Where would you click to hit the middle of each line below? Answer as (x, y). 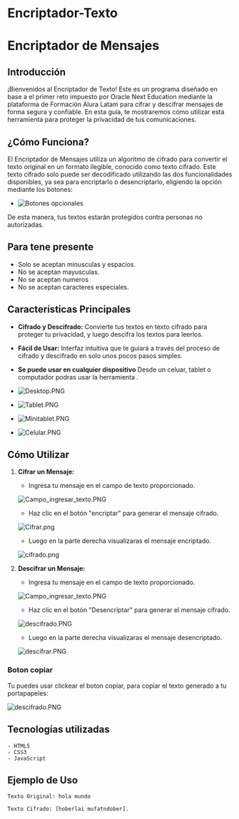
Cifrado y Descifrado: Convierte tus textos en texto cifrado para (112, 327)
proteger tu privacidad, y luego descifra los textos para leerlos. (110, 334)
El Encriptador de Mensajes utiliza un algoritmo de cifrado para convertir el (117, 159)
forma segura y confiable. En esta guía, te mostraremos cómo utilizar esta (116, 112)
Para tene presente (51, 247)
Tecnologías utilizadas (59, 729)
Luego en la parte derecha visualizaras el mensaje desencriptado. (125, 638)
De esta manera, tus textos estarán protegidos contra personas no (105, 217)
